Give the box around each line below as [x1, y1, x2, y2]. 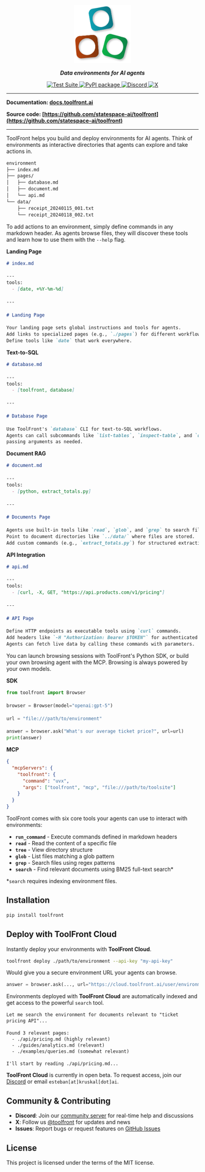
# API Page [6, 615, 34, 621]
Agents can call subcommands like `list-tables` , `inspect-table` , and [6, 432, 192, 439]
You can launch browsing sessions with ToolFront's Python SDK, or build [6, 652, 189, 660]
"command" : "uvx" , [22, 778, 70, 784]
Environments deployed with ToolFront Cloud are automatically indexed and [6, 993, 198, 1000]
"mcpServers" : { [12, 764, 53, 771]
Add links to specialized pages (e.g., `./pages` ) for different [6, 331, 176, 338]
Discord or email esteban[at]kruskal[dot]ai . [6, 1078, 119, 1085]
